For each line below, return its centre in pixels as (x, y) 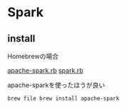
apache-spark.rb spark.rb (45, 70)
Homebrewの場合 (33, 56)
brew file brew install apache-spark (63, 98)
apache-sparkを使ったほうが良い (56, 85)
